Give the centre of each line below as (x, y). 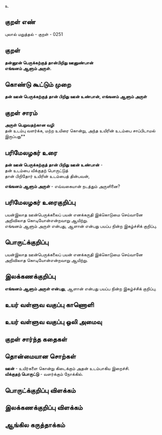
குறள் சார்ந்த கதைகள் (36, 339)
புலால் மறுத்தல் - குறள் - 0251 (34, 34)
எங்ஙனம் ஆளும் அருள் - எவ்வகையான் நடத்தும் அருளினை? (63, 186)
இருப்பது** (15, 137)
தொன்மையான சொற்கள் (40, 356)
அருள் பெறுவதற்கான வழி (29, 125)
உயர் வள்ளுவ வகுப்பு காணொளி (49, 305)
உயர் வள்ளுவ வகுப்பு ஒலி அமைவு (53, 322)
